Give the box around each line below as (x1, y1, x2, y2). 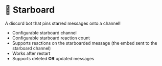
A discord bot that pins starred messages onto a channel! (5, 20, 121, 26)
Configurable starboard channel (12, 30, 77, 35)
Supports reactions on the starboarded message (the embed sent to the (12, 40, 158, 46)
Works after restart (12, 50, 50, 56)
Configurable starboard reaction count (12, 35, 90, 41)
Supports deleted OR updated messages (12, 55, 94, 61)
